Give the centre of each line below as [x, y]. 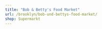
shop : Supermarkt [23, 19]
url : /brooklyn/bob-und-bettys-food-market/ [51, 14]
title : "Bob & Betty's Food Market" [42, 10]
